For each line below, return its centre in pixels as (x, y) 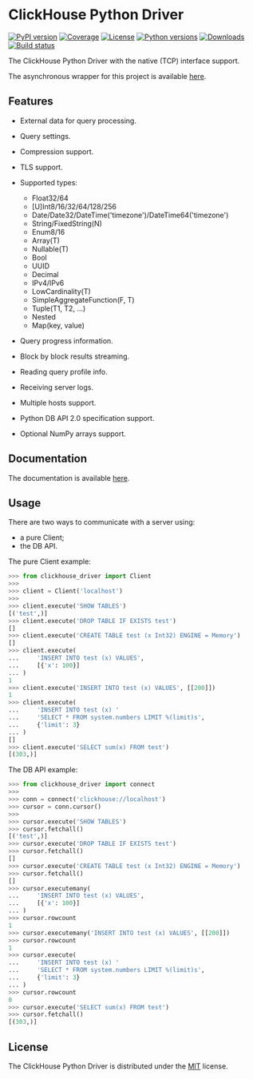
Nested (43, 316)
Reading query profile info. (63, 371)
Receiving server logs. (57, 387)
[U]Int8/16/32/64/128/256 (74, 206)
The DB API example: (43, 770)
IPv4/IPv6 (48, 283)
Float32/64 (50, 198)
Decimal (45, 274)
